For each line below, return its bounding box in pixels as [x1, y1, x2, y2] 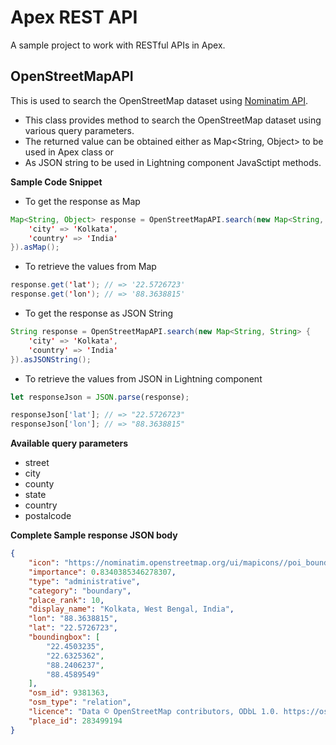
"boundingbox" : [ [28, 632, 101, 642]
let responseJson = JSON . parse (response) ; [10, 392, 190, 402]
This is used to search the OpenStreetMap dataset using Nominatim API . [10, 94, 309, 106]
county [24, 478, 55, 490]
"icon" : [28, 558, 60, 568]
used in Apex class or [24, 146, 115, 158]
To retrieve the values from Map [24, 261, 157, 273]
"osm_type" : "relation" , [28, 697, 132, 708]
